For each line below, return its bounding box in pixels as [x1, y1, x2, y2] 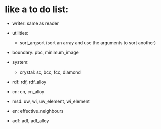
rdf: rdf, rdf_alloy [12, 79, 47, 85]
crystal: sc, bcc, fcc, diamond [19, 69, 81, 75]
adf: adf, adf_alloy [12, 117, 49, 124]
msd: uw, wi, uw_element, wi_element [12, 98, 90, 104]
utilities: [12, 30, 29, 36]
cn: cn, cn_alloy [12, 88, 45, 94]
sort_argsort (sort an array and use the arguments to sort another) [19, 39, 156, 46]
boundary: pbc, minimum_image [12, 49, 79, 55]
